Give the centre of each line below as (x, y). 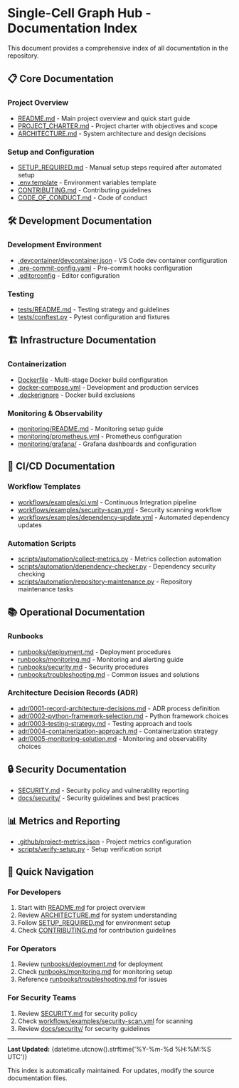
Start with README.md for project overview (81, 908)
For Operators (32, 949)
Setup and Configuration (51, 152)
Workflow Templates (44, 487)
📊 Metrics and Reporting (64, 821)
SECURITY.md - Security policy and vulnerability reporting (103, 790)
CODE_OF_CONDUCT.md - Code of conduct (83, 197)
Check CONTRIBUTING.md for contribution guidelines (97, 931)
